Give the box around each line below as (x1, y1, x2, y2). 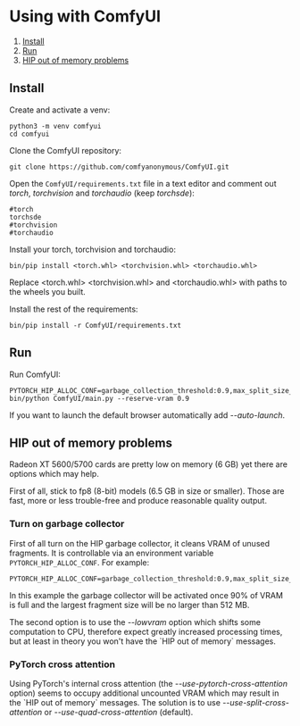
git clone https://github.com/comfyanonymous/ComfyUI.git (9, 163, 229, 171)
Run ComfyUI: (9, 369, 61, 380)
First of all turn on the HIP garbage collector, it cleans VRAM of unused (9, 538, 271, 548)
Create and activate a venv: (9, 104, 111, 115)
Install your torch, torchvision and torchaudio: (9, 244, 177, 255)
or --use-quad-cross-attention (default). (44, 706, 194, 717)
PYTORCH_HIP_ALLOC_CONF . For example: (9, 556, 150, 568)
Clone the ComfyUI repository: (9, 145, 122, 155)
